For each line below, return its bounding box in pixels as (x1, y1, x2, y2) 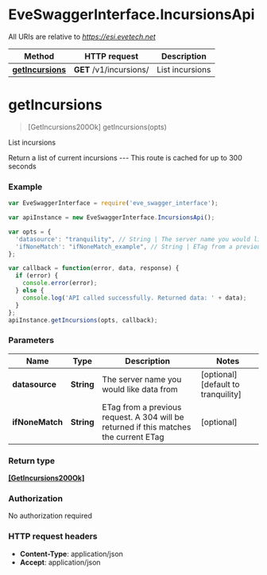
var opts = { (8, 228, 52, 236)
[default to (200, 379, 240, 390)
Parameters (8, 335, 54, 346)
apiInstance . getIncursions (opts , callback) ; (8, 316, 158, 324)
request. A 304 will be (102, 411, 184, 423)
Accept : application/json (19, 558, 101, 567)
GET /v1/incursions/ (73, 64, 149, 75)
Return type (8, 455, 56, 466)
